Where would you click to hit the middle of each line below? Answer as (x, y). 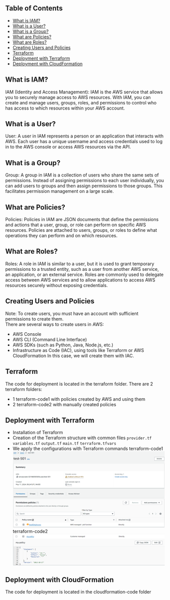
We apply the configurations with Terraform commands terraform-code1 (88, 449)
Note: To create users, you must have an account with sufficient (72, 313)
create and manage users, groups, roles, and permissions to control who (81, 102)
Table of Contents (34, 8)
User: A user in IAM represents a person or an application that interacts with (84, 136)
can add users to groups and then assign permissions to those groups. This (84, 186)
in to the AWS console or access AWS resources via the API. (68, 147)
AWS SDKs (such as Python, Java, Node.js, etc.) (63, 345)
